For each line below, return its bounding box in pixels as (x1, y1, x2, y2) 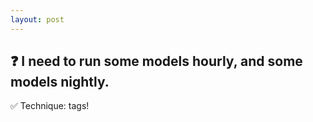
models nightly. (10, 74, 110, 91)
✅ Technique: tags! (10, 100, 90, 112)
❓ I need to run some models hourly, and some (10, 53, 303, 70)
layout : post (10, 14, 65, 25)
